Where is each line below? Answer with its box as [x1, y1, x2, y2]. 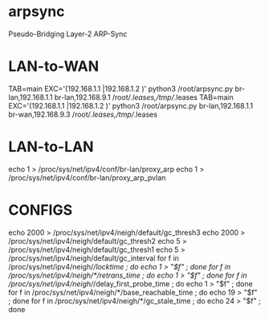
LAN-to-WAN [8, 57, 100, 76]
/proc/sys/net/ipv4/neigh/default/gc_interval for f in [8, 253, 179, 263]
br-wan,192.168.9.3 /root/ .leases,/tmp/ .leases [8, 109, 158, 119]
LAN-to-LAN [8, 138, 94, 156]
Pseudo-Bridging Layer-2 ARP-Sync [8, 29, 128, 39]
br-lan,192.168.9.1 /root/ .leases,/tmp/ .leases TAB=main [54, 92, 234, 102]
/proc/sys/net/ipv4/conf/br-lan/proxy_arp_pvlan [8, 172, 166, 183]
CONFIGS [8, 201, 73, 219]
